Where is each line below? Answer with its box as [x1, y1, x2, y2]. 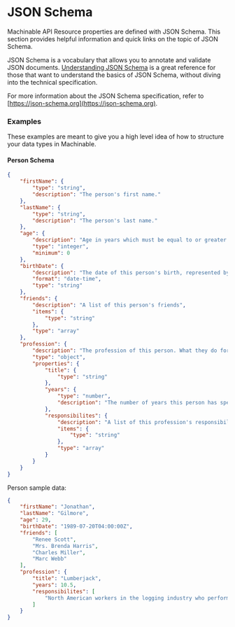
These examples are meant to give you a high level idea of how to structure [7, 132, 225, 141]
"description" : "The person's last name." [32, 217, 158, 224]
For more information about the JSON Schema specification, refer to [7, 92, 204, 100]
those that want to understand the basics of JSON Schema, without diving [7, 71, 221, 79]
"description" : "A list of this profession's [57, 418, 192, 425]
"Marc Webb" [32, 556, 68, 563]
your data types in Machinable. [7, 140, 97, 148]
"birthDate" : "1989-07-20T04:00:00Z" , [20, 523, 133, 530]
